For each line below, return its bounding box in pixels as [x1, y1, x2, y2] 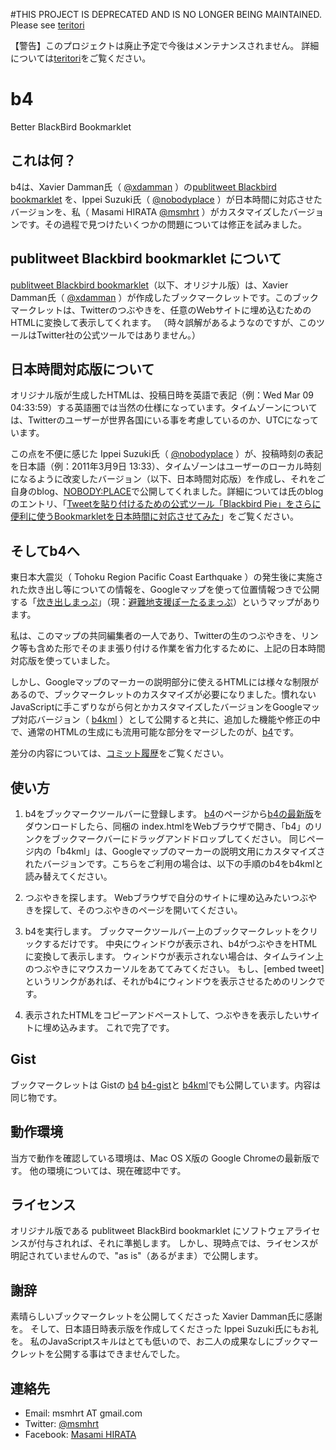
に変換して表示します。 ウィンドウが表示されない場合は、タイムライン [24, 950, 315, 962]
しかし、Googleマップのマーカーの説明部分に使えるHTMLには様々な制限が [10, 676, 319, 688]
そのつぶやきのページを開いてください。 [76, 904, 243, 916]
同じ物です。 [10, 1091, 63, 1103]
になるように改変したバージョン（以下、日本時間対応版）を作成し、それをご [10, 473, 326, 485]
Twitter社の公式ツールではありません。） [36, 329, 202, 341]
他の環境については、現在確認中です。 [29, 1164, 187, 1176]
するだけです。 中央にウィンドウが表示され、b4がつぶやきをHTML [42, 938, 318, 949]
